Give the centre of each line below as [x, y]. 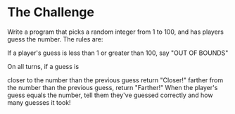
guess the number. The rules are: [55, 39]
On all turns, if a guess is [43, 66]
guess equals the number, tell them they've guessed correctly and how [110, 95]
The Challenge [51, 12]
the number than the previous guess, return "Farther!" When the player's [113, 87]
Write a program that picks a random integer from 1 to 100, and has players [115, 32]
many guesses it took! [39, 102]
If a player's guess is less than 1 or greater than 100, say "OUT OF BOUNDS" [118, 53]
